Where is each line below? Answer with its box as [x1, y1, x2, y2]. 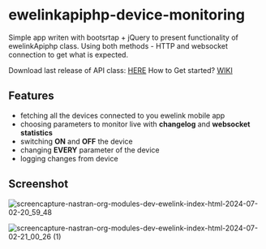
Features [8, 89, 54, 103]
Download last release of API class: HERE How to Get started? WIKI [8, 65, 233, 75]
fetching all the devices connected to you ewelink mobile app [19, 110, 225, 120]
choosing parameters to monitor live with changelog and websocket [19, 119, 251, 129]
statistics [19, 127, 53, 137]
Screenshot [8, 177, 69, 191]
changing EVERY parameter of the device [19, 144, 160, 155]
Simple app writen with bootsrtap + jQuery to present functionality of [8, 32, 239, 42]
